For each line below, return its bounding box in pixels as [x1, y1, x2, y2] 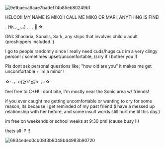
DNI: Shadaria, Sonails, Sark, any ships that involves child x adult [5, 34, 138, 39]
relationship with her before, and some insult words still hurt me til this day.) [5, 109, 161, 114]
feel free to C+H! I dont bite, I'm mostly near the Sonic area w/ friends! [5, 89, 149, 94]
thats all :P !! [5, 128, 31, 134]
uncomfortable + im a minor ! [5, 68, 65, 74]
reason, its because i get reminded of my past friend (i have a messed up [5, 103, 155, 109]
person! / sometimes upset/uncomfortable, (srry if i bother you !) [5, 53, 138, 59]
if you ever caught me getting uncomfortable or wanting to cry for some [5, 98, 153, 104]
